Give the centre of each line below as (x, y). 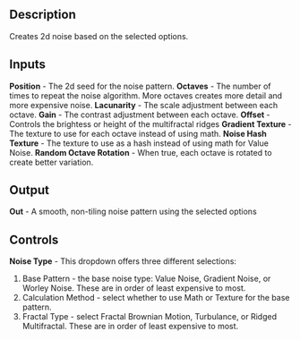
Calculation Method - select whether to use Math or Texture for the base (156, 298)
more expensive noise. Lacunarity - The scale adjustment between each (144, 105)
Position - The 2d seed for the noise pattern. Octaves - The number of (140, 86)
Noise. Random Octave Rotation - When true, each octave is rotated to (141, 152)
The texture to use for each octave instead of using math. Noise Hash (138, 133)
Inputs (28, 65)
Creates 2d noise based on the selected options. (99, 36)
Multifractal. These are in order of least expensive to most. (130, 327)
